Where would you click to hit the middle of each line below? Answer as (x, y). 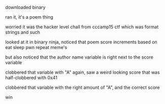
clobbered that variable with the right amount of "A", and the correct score (82, 87)
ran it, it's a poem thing (29, 17)
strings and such (23, 32)
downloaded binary (25, 7)
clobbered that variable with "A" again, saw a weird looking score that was (83, 72)
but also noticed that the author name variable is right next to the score (79, 57)
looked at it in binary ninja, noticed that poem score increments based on (81, 42)
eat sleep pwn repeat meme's (36, 47)
